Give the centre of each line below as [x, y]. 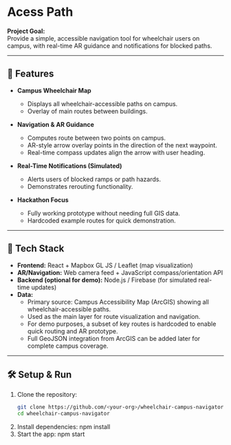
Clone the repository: [47, 395]
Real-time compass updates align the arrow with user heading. [116, 152]
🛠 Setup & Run [40, 374]
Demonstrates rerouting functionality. [80, 186]
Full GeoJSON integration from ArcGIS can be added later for [114, 338]
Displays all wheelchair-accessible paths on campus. [102, 103]
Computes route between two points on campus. [97, 138]
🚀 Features [31, 74]
